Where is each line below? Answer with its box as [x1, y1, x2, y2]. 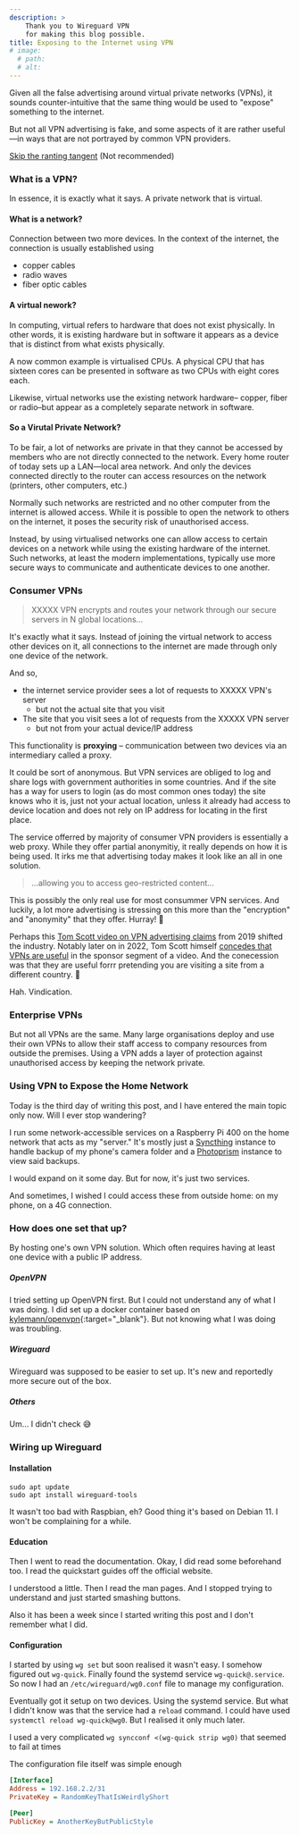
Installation [9, 1462, 52, 1474]
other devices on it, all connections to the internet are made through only [9, 641, 278, 652]
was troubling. [9, 1323, 62, 1334]
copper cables [21, 260, 76, 271]
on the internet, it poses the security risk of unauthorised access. [9, 515, 250, 527]
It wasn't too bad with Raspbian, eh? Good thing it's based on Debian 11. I [9, 1506, 278, 1517]
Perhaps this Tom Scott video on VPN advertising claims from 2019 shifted [9, 931, 284, 943]
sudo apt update [9, 1483, 70, 1492]
